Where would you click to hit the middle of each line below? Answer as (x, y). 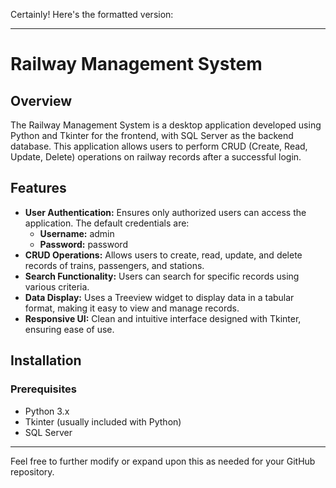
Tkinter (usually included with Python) (103, 421)
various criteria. (57, 286)
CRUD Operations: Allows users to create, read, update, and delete (163, 255)
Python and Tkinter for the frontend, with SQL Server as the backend (152, 135)
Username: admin (77, 233)
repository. (32, 471)
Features (38, 188)
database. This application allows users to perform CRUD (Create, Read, (159, 146)
